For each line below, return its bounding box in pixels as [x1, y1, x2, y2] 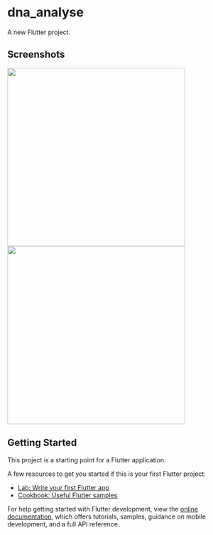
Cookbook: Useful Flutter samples [17, 491, 118, 499]
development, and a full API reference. [7, 519, 120, 528]
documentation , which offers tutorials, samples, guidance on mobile [7, 512, 206, 521]
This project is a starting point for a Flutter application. [7, 455, 166, 464]
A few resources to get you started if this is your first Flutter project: [7, 469, 206, 478]
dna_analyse [7, 4, 84, 21]
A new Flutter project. [7, 28, 71, 36]
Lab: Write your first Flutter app [17, 483, 110, 492]
